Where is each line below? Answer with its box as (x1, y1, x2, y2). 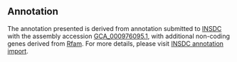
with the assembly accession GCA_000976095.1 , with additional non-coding (7, 32, 230, 40)
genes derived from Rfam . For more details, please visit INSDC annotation (7, 39, 224, 48)
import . (7, 46, 28, 55)
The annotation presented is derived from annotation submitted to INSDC (7, 24, 222, 32)
